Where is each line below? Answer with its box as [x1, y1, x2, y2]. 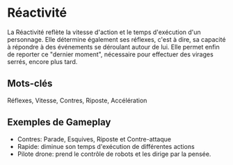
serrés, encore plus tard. [7, 57, 78, 65]
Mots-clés [7, 78, 53, 90]
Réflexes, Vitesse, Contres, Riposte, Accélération [7, 96, 147, 104]
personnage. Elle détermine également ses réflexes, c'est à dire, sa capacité [7, 35, 226, 43]
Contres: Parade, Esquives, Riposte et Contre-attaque [17, 134, 172, 143]
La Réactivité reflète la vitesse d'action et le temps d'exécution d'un [7, 28, 202, 36]
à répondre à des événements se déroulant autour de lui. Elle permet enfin [7, 42, 220, 51]
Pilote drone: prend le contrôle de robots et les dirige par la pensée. [17, 150, 211, 158]
